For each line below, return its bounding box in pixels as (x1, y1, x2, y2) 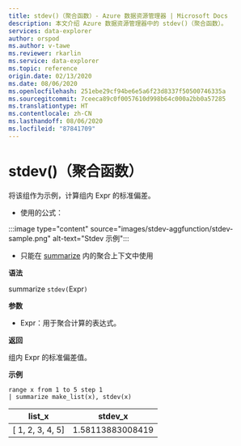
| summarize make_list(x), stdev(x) (8, 393, 132, 401)
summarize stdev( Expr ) (8, 284, 88, 294)
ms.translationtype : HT (8, 102, 89, 110)
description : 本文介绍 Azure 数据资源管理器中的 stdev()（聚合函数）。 (8, 19, 228, 28)
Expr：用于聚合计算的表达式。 (19, 317, 121, 328)
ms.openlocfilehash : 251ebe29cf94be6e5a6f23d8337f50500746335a (8, 87, 226, 96)
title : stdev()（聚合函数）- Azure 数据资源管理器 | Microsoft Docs (8, 11, 228, 20)
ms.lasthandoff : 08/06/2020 (8, 117, 104, 125)
